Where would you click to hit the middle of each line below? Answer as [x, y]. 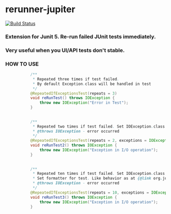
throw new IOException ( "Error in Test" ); [84, 103]
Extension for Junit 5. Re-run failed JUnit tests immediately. [81, 37]
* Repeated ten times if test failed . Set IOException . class [99, 174]
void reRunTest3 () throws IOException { [74, 197]
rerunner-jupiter [40, 9]
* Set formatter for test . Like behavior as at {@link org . [97, 178]
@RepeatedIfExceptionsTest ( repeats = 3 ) [74, 93]
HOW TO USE [22, 64]
